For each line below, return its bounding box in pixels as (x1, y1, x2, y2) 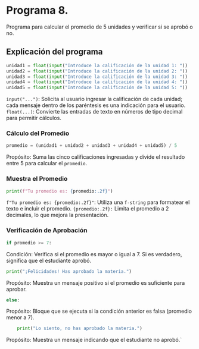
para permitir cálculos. (6, 114, 61, 122)
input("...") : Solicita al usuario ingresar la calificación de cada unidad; (6, 96, 183, 103)
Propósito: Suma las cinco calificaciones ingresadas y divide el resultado (6, 153, 185, 161)
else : (6, 297, 20, 303)
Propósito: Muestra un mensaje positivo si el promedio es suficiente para (6, 279, 185, 286)
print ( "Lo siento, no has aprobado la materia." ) (17, 325, 143, 332)
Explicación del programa (6, 47, 103, 57)
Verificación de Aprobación (6, 227, 88, 235)
